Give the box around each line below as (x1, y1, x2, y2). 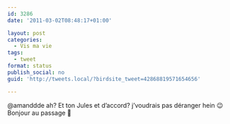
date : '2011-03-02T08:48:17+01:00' (7, 17, 113, 24)
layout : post (7, 30, 46, 37)
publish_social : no (7, 68, 65, 76)
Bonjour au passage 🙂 (7, 108, 72, 117)
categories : (7, 36, 42, 43)
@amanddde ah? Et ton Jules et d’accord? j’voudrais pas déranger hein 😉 (7, 101, 224, 109)
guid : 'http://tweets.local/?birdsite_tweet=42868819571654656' (7, 75, 201, 82)
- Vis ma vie (13, 43, 52, 50)
